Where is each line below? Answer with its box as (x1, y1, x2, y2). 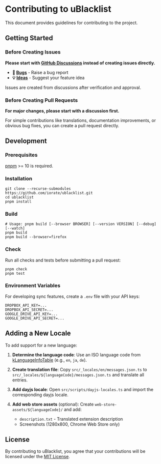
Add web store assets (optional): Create (12, 401, 94, 407)
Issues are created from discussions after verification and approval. (5, 85, 141, 90)
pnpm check (5, 266, 27, 271)
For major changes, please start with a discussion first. (5, 108, 120, 114)
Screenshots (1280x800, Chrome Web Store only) (19, 421, 120, 427)
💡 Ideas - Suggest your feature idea (12, 75, 85, 81)
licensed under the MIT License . (5, 454, 70, 460)
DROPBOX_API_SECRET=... (5, 307, 54, 312)
